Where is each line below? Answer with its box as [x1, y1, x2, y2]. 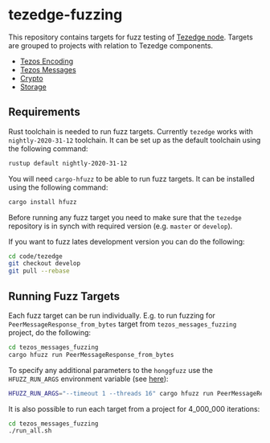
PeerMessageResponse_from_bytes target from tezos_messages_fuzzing [8, 319, 237, 329]
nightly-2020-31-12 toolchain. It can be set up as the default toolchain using [8, 135, 261, 145]
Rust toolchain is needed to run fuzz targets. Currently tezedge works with [8, 126, 253, 136]
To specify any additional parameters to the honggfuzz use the [8, 365, 213, 375]
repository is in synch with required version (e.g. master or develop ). [8, 221, 233, 231]
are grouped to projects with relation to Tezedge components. [8, 40, 214, 50]
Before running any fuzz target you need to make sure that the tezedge [8, 212, 243, 222]
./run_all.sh [8, 427, 52, 435]
